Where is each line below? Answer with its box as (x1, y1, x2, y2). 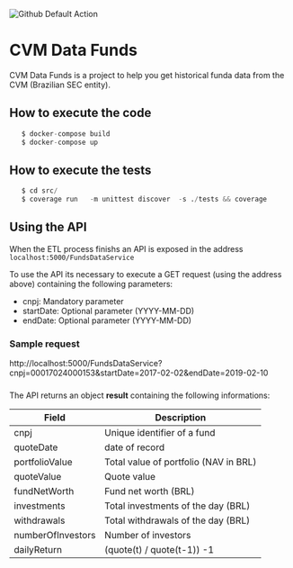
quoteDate (13, 441, 58, 454)
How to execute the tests (9, 162, 152, 177)
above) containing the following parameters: (9, 278, 173, 289)
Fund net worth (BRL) (104, 485, 195, 498)
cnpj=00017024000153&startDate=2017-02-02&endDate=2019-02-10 (9, 367, 269, 378)
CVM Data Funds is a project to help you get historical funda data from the (9, 69, 285, 80)
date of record (104, 441, 165, 454)
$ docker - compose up (21, 138, 99, 147)
